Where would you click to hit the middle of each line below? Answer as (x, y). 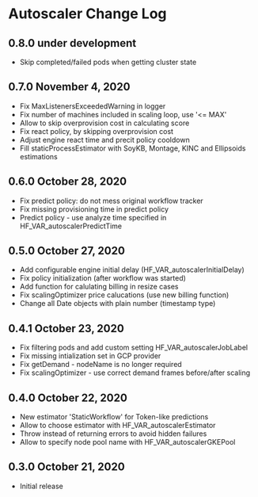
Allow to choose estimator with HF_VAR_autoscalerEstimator (118, 426)
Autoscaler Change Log (88, 14)
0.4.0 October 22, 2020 (68, 398)
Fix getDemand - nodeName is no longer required (101, 365)
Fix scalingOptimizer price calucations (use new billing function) (124, 295)
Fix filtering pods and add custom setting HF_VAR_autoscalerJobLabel (133, 348)
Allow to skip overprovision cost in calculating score (104, 123)
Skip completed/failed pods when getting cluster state (108, 62)
